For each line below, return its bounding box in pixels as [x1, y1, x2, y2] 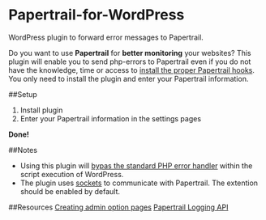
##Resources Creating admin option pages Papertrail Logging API [8, 202, 229, 212]
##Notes [8, 145, 38, 154]
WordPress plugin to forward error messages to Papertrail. [8, 32, 204, 42]
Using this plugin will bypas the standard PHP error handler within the [19, 160, 253, 171]
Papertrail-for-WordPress [8, 6, 185, 24]
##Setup [8, 89, 38, 99]
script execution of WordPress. [19, 169, 124, 179]
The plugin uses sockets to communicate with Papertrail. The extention [19, 178, 258, 188]
